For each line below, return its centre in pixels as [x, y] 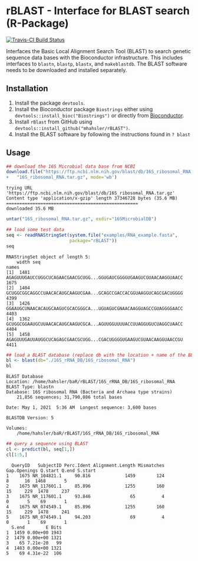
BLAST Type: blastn [30, 387]
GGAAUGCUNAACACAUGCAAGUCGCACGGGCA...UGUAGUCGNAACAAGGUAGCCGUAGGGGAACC [95, 308]
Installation [27, 89]
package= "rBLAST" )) [93, 240]
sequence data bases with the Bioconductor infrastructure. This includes [95, 57]
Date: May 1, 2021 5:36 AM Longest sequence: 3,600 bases [82, 408]
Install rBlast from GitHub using [53, 122]
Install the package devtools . [50, 103]
